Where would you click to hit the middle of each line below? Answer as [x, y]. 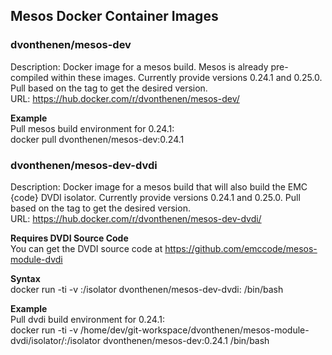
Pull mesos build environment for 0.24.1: [92, 128]
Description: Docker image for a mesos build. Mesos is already [139, 66]
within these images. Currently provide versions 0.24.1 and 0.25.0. [186, 77]
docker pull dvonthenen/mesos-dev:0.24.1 [97, 139]
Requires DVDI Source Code [69, 238]
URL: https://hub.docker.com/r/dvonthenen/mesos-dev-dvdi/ [136, 218]
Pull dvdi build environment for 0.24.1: [87, 319]
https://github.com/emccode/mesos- [241, 248]
